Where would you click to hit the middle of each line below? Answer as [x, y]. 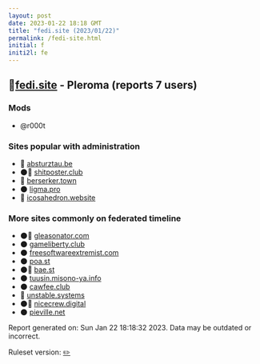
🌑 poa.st [35, 262]
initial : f [26, 46]
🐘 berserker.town [48, 180]
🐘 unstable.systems [52, 295]
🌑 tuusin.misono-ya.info [60, 278]
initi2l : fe [28, 53]
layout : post [30, 16]
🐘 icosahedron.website [58, 198]
